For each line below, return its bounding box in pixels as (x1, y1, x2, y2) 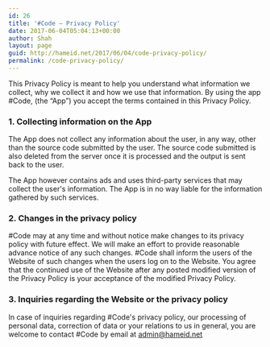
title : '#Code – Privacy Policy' (8, 19, 121, 27)
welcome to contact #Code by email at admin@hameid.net (8, 329, 203, 339)
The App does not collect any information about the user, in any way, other (8, 134, 256, 144)
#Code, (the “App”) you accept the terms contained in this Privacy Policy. (8, 96, 251, 105)
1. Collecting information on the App (8, 116, 152, 127)
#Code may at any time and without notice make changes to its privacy (8, 231, 244, 241)
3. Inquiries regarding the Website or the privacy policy (8, 294, 228, 305)
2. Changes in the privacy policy (8, 213, 137, 224)
